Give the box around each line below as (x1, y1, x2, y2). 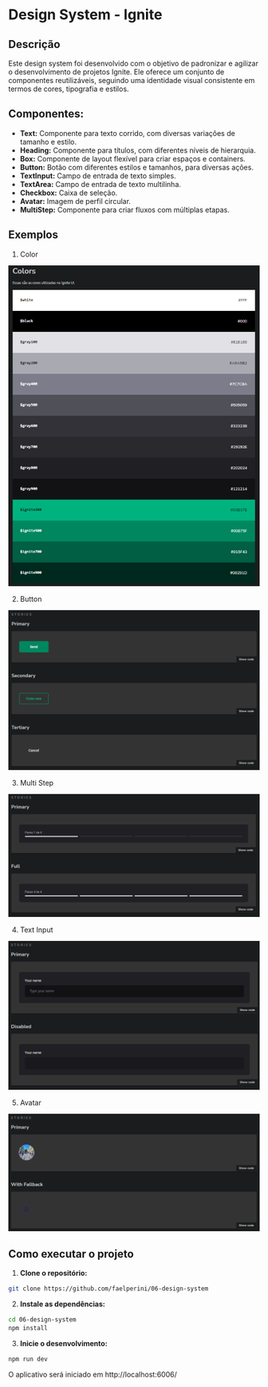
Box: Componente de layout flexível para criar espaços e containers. (19, 153, 246, 163)
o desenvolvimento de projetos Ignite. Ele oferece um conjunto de (8, 67, 225, 77)
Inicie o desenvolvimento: (19, 1338, 108, 1348)
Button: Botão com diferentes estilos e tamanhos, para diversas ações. (19, 162, 254, 172)
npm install (8, 1324, 48, 1332)
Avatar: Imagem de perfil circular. (19, 196, 132, 205)
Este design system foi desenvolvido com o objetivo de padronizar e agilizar (8, 58, 259, 68)
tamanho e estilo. (19, 137, 77, 146)
